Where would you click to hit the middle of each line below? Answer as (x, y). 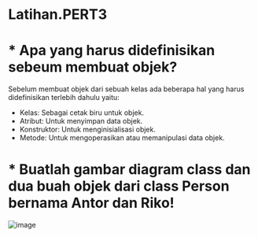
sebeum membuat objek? (93, 67)
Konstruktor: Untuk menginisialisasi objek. (87, 130)
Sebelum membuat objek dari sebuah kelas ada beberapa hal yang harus (126, 89)
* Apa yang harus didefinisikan (112, 51)
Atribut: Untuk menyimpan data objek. (81, 121)
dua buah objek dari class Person (119, 186)
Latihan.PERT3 (58, 15)
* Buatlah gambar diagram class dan (129, 170)
